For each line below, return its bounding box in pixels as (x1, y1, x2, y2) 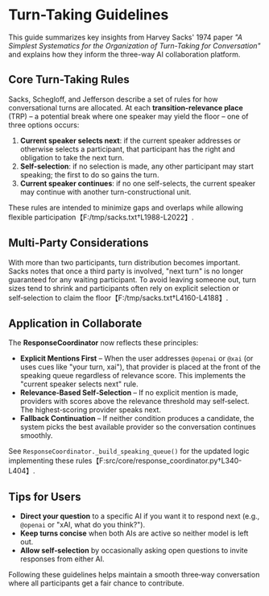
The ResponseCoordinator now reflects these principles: (8, 338, 199, 348)
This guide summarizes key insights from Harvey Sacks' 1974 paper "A (8, 32, 243, 42)
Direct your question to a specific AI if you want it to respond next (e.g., (19, 511, 260, 521)
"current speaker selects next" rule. (19, 379, 139, 389)
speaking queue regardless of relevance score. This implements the (19, 371, 246, 381)
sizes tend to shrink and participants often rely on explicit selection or (8, 283, 240, 293)
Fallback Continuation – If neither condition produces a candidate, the (19, 414, 255, 423)
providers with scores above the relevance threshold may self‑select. (19, 397, 250, 406)
